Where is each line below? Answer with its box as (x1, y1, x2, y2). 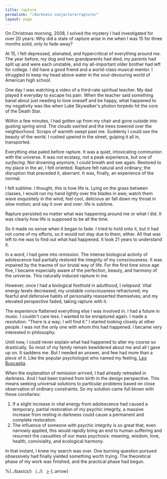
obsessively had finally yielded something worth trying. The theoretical (5, 453, 151, 459)
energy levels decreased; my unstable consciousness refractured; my (5, 288, 149, 294)
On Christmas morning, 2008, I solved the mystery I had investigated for (5, 31, 154, 37)
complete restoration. (12, 417, 57, 423)
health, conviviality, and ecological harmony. (12, 438, 104, 444)
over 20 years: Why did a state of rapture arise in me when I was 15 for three (5, 36, 163, 42)
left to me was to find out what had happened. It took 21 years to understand (5, 236, 162, 243)
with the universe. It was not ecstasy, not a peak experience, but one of (5, 154, 152, 160)
